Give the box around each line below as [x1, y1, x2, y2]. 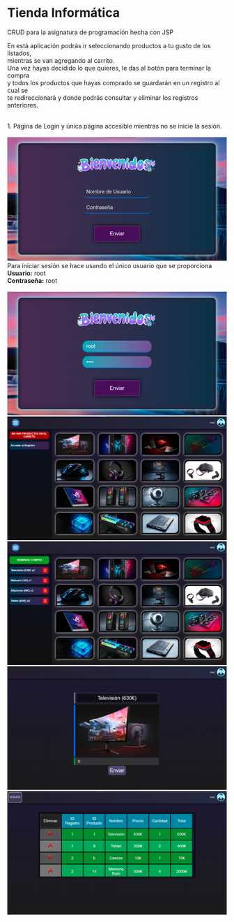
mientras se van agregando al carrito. [7, 56, 115, 64]
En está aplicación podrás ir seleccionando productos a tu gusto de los [7, 41, 211, 50]
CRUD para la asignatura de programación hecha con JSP [7, 28, 174, 36]
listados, [7, 49, 32, 57]
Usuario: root [7, 269, 47, 277]
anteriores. [7, 101, 38, 109]
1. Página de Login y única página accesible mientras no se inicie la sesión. [7, 122, 222, 130]
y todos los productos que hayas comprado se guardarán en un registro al [7, 78, 220, 87]
